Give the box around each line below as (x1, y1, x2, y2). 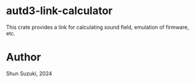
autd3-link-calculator (6, 4, 113, 18)
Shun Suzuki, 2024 (6, 69, 52, 77)
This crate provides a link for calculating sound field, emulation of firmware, (6, 24, 189, 31)
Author (6, 51, 41, 64)
